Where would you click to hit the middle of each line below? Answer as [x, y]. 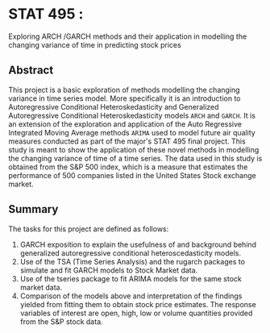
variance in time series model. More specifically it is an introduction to [125, 98]
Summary [33, 209]
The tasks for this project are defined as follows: [89, 229]
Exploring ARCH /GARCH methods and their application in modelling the [128, 36]
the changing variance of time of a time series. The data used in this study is [135, 158]
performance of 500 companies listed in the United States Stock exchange [132, 175]
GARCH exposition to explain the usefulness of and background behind [138, 244]
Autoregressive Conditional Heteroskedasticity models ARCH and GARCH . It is [132, 115]
